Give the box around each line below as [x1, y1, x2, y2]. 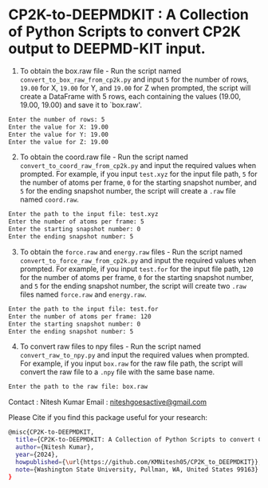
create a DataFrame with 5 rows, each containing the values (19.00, [19, 91, 242, 101]
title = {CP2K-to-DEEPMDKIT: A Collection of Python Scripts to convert [15, 436, 255, 444]
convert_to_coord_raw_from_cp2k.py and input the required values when [19, 161, 257, 170]
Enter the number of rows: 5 [8, 115, 105, 123]
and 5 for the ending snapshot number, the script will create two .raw [19, 281, 247, 290]
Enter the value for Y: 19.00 [8, 130, 109, 138]
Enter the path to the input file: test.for [8, 305, 159, 313]
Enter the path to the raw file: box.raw [8, 382, 148, 391]
